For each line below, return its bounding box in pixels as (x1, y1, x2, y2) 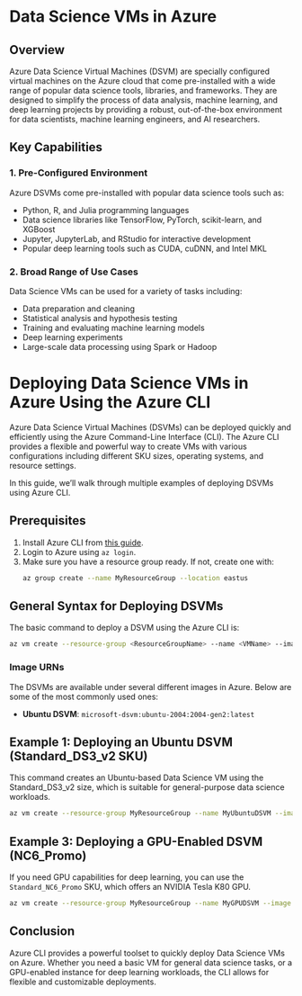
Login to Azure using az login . (22, 546, 137, 557)
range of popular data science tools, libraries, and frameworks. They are (9, 85, 278, 95)
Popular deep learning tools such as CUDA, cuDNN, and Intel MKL (22, 243, 268, 254)
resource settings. (9, 460, 76, 471)
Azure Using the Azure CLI (9, 392, 211, 413)
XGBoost (22, 223, 56, 235)
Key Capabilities (9, 139, 103, 155)
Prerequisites (9, 513, 86, 528)
